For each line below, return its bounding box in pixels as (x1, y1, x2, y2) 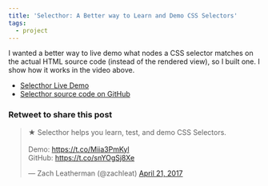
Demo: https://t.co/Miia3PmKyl (27, 144, 130, 154)
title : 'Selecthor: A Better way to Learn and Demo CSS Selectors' (8, 11, 238, 20)
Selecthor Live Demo (19, 81, 90, 90)
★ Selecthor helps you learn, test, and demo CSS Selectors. (27, 127, 226, 137)
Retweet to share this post (8, 109, 113, 121)
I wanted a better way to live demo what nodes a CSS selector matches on (8, 49, 254, 58)
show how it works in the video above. (8, 65, 135, 75)
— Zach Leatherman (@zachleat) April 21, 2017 (27, 168, 183, 178)
